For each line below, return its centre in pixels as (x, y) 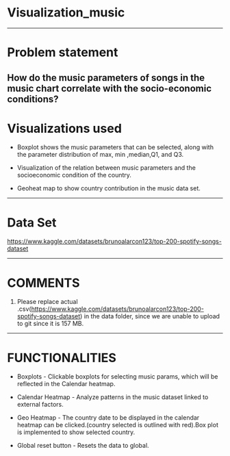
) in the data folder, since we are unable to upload (150, 316)
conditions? (33, 99)
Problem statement (63, 52)
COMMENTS (43, 283)
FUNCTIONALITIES (62, 358)
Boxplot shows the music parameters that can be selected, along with (115, 147)
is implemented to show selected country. (76, 432)
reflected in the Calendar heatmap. (66, 384)
